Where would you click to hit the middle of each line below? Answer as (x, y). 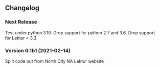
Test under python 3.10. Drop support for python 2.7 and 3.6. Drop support (80, 33)
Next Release (21, 22)
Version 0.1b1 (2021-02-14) (38, 50)
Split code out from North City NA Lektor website (55, 61)
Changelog (22, 8)
